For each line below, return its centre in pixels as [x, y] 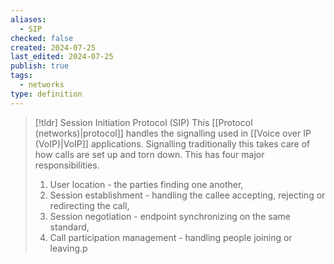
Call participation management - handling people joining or [171, 237]
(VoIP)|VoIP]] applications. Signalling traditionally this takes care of [172, 143]
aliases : [28, 19]
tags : [21, 76]
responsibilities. [67, 165]
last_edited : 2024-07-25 [62, 57]
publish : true [40, 66]
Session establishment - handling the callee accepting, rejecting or [187, 195]
